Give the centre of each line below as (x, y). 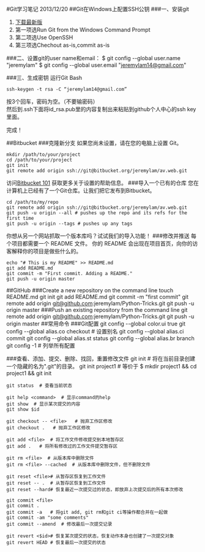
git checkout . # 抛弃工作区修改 (48, 428)
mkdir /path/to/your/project (43, 155)
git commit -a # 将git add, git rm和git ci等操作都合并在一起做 (87, 512)
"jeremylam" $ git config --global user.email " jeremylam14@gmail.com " (96, 65)
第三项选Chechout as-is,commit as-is (62, 45)
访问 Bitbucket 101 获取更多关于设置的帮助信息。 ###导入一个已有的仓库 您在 (102, 183)
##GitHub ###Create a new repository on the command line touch (90, 290)
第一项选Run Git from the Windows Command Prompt (83, 30)
